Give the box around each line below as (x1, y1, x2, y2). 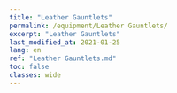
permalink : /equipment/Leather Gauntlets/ (9, 21, 168, 30)
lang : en (9, 46, 42, 55)
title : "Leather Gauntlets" (9, 12, 113, 22)
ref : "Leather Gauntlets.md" (9, 54, 117, 63)
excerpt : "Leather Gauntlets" (9, 29, 121, 38)
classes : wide (9, 71, 62, 80)
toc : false (9, 63, 50, 72)
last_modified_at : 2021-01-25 (9, 37, 121, 47)
